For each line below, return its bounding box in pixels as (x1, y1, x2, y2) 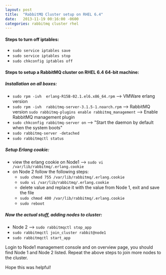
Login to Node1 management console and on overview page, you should (5, 244, 153, 250)
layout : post (5, 7, 32, 12)
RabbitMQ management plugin (12, 114, 75, 120)
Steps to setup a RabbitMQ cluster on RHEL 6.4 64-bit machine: (5, 69, 139, 75)
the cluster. (5, 255, 28, 261)
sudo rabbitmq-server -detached (12, 131, 80, 136)
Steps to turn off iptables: (5, 36, 59, 42)
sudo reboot (19, 201, 45, 206)
